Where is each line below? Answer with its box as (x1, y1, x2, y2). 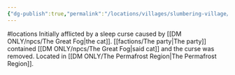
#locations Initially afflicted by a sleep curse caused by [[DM (7, 29, 182, 38)
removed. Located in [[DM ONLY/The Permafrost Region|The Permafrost (7, 52, 217, 60)
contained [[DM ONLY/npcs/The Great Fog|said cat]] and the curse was (7, 44, 215, 53)
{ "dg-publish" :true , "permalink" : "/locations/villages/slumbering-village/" (7, 10, 233, 18)
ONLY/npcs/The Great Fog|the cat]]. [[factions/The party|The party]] (7, 36, 206, 46)
